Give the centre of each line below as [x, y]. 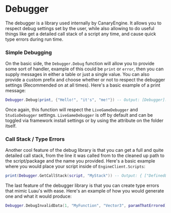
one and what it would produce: [39, 196]
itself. [11, 126]
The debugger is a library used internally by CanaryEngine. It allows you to [83, 23]
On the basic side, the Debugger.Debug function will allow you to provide [80, 64]
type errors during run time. [34, 39]
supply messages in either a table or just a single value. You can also [77, 74]
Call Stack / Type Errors [35, 139]
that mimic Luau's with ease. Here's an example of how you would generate [85, 191]
